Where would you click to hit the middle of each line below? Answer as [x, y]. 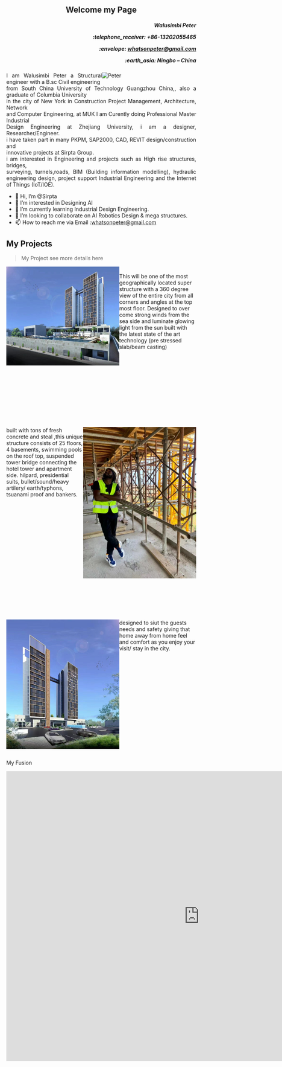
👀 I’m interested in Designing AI [54, 203]
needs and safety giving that [155, 629]
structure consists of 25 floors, [45, 443]
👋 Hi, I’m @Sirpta [36, 196]
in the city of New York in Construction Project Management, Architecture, [101, 101]
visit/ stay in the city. [145, 649]
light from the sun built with [153, 328]
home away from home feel [154, 636]
